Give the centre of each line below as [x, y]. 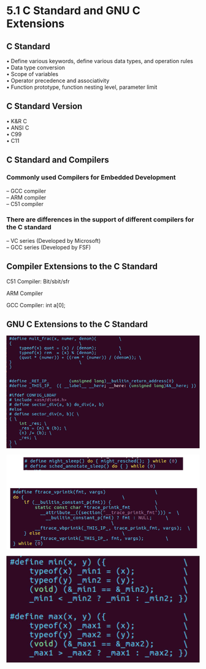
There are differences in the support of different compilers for [100, 220]
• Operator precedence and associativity [58, 81]
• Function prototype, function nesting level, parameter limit [82, 87]
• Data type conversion [36, 67]
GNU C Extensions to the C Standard [77, 324]
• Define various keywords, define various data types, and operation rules [100, 61]
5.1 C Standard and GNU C [74, 11]
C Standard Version [44, 106]
